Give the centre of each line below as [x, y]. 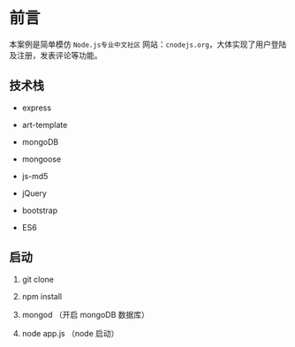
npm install [42, 296]
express [36, 108]
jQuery [34, 193]
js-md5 [35, 176]
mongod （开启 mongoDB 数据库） [86, 314]
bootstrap [40, 210]
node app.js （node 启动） [70, 333]
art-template [45, 124]
